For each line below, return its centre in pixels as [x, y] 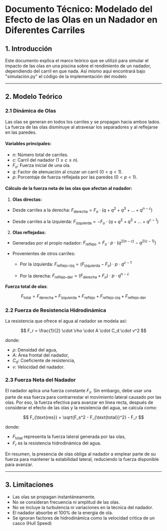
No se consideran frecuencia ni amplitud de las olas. [66, 502]
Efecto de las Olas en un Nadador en [82, 20]
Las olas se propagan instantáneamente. [54, 497]
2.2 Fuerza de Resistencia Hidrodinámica [56, 310]
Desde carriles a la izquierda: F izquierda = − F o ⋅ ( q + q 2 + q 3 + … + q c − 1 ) [85, 222]
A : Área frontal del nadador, [41, 355]
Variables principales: [28, 144]
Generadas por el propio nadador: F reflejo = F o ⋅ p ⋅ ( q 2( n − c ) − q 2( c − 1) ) [84, 243]
